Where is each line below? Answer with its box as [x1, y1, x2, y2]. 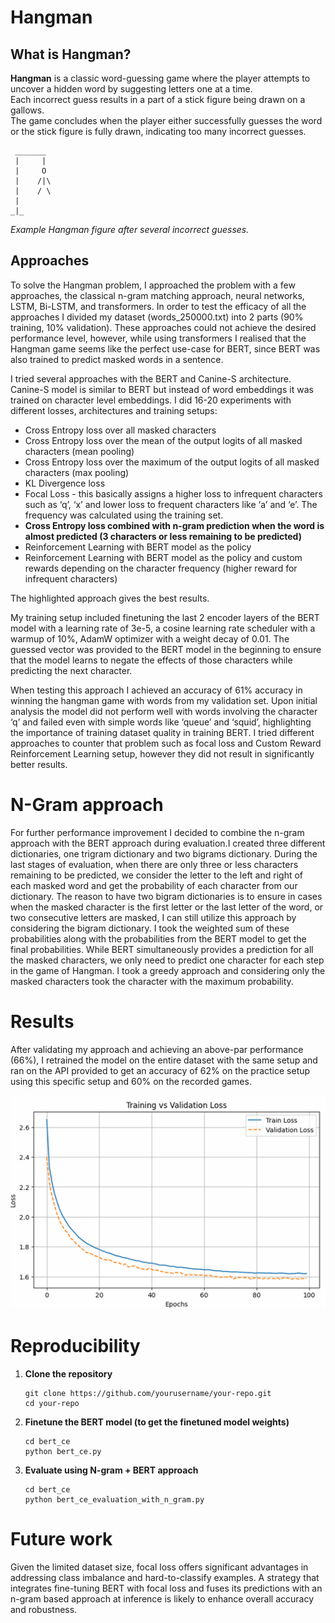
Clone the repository [24, 1368, 113, 1380]
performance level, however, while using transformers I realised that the [10, 332, 307, 344]
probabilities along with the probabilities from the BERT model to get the [10, 932, 307, 945]
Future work [10, 1528, 113, 1551]
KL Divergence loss [24, 477, 106, 489]
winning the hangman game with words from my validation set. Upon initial [10, 694, 318, 706]
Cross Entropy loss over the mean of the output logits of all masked [24, 434, 303, 446]
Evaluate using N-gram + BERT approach [24, 1464, 199, 1476]
